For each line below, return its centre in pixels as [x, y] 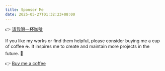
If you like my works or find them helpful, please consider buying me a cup [82, 41]
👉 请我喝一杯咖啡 [24, 29]
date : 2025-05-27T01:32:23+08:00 [40, 14]
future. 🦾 [14, 53]
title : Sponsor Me [24, 10]
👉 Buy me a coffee [26, 63]
